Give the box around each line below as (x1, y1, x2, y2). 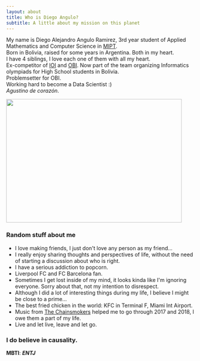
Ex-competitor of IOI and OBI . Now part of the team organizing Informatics (6, 62, 189, 69)
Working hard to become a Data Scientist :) (6, 81, 112, 88)
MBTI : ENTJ (6, 349, 36, 356)
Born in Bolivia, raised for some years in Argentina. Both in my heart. (6, 49, 174, 56)
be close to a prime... (14, 295, 67, 302)
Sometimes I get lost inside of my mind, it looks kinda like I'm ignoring (14, 276, 187, 283)
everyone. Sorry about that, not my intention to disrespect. (14, 283, 159, 290)
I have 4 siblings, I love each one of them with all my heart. (6, 55, 151, 63)
